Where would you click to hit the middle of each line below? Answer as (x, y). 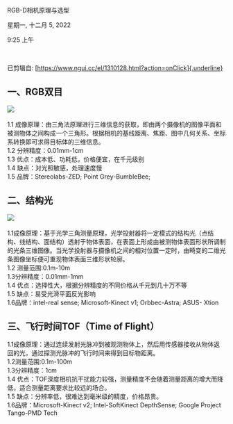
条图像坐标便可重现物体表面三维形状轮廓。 (68, 259)
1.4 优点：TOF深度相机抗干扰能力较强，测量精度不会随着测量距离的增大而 (112, 379)
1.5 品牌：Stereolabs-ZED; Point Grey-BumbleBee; (79, 177)
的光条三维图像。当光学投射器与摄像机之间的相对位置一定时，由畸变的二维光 (116, 250)
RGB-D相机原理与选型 (38, 10)
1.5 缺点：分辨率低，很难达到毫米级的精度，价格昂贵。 (85, 397)
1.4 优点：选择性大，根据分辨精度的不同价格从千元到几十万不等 (97, 285)
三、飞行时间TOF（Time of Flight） (83, 326)
